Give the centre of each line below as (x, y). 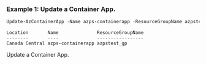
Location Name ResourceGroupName (75, 33)
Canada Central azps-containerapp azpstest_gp (67, 44)
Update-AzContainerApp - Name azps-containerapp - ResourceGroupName (94, 22)
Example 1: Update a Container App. (61, 9)
